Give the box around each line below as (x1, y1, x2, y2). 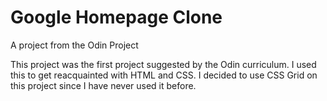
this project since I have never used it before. (10, 79, 197, 91)
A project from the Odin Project (10, 39, 139, 51)
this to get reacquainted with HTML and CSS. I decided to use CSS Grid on (10, 69, 318, 81)
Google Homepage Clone (10, 6, 223, 29)
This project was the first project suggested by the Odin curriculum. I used (10, 58, 317, 70)
